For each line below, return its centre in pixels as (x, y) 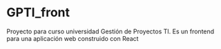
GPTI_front (38, 13)
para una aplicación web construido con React (73, 38)
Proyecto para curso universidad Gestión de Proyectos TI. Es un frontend (110, 31)
